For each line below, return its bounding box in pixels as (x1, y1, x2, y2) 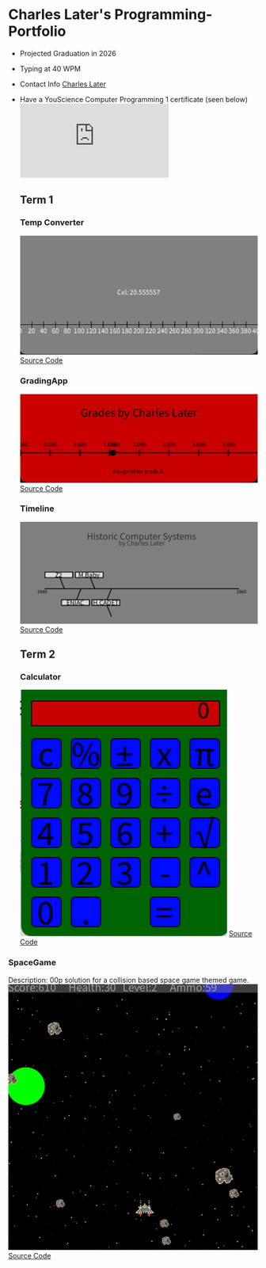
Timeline (19, 503, 55, 514)
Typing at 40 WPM (19, 63, 82, 73)
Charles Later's (8, 6, 112, 24)
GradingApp (19, 375, 69, 386)
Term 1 (19, 193, 54, 207)
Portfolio (8, 22, 66, 40)
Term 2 (19, 648, 55, 661)
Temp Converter (19, 217, 85, 228)
